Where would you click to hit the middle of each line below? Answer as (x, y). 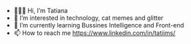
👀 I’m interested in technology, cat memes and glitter (89, 18)
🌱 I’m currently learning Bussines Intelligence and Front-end (99, 25)
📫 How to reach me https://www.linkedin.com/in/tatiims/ (94, 33)
